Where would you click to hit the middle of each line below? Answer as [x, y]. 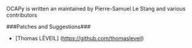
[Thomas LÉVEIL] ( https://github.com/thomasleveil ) [80, 38]
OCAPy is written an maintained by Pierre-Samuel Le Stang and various [96, 9]
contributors [22, 15]
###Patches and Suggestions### [48, 27]
